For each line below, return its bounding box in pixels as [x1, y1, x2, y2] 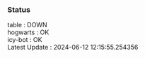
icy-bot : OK [7, 36, 42, 44]
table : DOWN [7, 21, 47, 29]
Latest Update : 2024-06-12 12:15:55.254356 [7, 43, 139, 52]
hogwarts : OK [7, 28, 50, 36]
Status [7, 5, 30, 15]
